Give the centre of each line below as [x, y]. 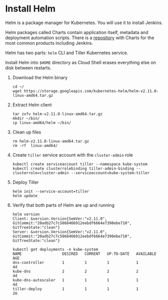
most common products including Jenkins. [49, 43]
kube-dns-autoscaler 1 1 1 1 [75, 280]
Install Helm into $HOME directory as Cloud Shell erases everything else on [81, 62]
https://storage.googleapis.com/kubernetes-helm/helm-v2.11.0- [91, 91]
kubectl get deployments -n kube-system [55, 249]
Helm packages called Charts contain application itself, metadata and [77, 32]
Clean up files [27, 132]
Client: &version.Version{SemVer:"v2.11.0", [60, 219]
